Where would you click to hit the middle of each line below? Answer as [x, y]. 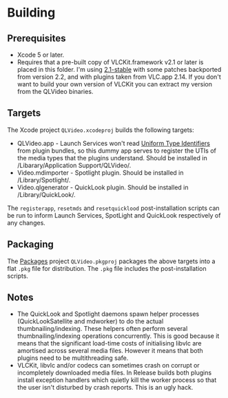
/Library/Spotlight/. [44, 180]
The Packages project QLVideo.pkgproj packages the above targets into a [111, 261]
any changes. [27, 222]
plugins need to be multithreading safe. [73, 358]
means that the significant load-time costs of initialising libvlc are [109, 343]
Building [31, 13]
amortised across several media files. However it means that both [110, 351]
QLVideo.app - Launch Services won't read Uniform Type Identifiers [113, 143]
